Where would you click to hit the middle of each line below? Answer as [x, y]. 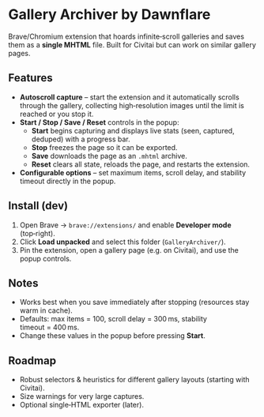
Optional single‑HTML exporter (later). [82, 405]
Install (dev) [38, 206]
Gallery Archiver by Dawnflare [109, 15]
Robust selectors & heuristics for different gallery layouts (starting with [135, 380]
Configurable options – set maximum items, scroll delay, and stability [133, 172]
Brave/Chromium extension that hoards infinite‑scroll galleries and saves [126, 36]
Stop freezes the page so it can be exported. [104, 147]
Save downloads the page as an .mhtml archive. [109, 156]
